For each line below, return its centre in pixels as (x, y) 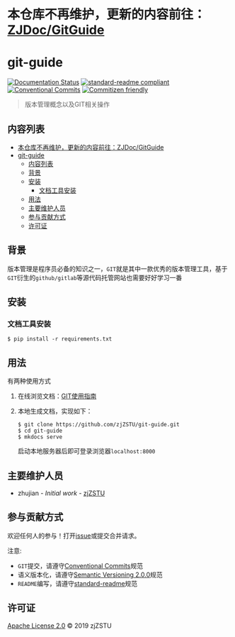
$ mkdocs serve (40, 437)
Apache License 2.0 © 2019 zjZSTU (59, 626)
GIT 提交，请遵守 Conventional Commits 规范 (80, 565)
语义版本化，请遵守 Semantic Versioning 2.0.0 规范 (90, 575)
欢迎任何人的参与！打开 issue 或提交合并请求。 (74, 536)
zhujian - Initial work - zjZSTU (61, 493)
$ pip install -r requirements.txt (60, 339)
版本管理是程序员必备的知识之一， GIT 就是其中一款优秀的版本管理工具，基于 (117, 268)
